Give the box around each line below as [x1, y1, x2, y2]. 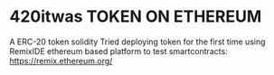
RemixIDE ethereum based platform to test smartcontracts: [9, 45, 228, 56]
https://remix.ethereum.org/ [9, 55, 113, 66]
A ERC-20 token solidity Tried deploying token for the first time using [9, 36, 266, 47]
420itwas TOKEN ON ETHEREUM [9, 6, 262, 27]
